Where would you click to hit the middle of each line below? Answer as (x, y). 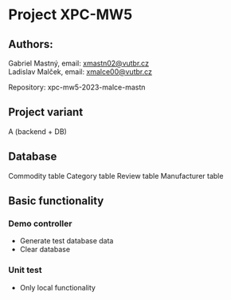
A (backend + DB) (38, 131)
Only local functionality (57, 287)
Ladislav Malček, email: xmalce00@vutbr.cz (80, 72)
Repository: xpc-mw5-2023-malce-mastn (77, 87)
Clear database (45, 250)
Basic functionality (56, 201)
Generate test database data (67, 241)
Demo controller (40, 223)
